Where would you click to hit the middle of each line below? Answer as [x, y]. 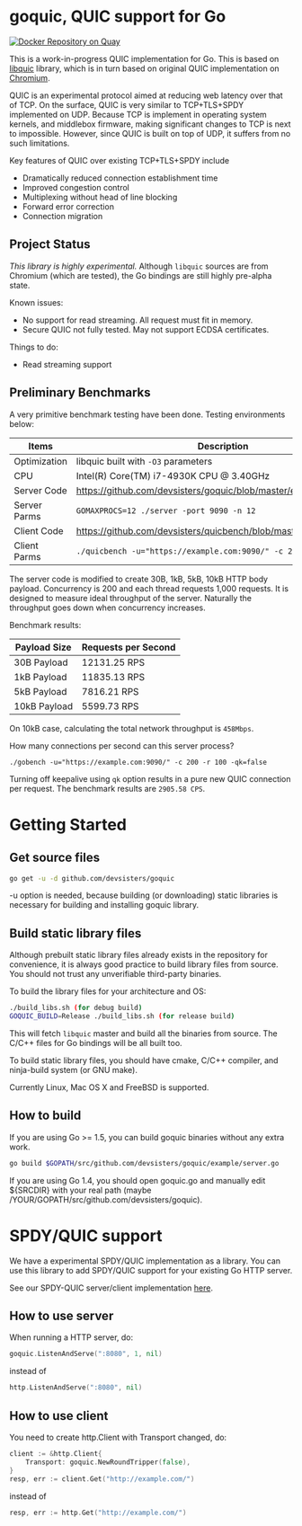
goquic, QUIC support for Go [118, 17]
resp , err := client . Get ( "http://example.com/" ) [102, 1479]
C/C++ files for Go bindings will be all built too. [96, 1043]
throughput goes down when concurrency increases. [108, 608]
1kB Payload [40, 677]
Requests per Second [129, 647]
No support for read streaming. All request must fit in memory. [138, 320]
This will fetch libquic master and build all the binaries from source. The [143, 1034]
